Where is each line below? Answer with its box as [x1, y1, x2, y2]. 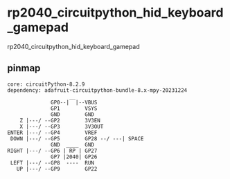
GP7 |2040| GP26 [51, 153, 98, 160]
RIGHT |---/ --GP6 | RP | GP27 [7, 147, 98, 154]
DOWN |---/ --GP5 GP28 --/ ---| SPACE [10, 135, 144, 142]
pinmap [7, 62, 41, 74]
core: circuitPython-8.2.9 [7, 81, 85, 88]
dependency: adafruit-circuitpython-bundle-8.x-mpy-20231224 [7, 86, 188, 94]
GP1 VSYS [51, 105, 98, 112]
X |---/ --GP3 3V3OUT [19, 123, 104, 130]
